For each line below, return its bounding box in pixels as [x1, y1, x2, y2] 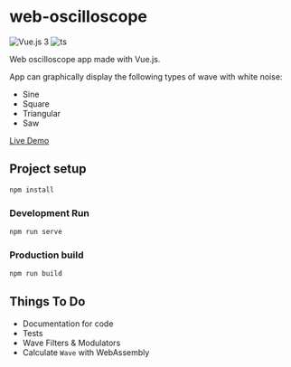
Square [22, 98, 50, 109]
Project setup [9, 161, 88, 177]
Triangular [22, 108, 61, 118]
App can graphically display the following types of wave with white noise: [9, 71, 283, 82]
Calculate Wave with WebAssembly [22, 346, 150, 358]
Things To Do [9, 294, 86, 309]
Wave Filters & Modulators [22, 337, 121, 348]
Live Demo [9, 135, 50, 146]
